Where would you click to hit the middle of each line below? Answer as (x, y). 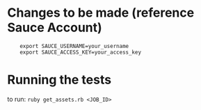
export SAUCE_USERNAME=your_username (74, 46)
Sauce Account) (55, 28)
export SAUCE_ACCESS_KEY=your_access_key (80, 52)
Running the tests (59, 80)
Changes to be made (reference (101, 13)
